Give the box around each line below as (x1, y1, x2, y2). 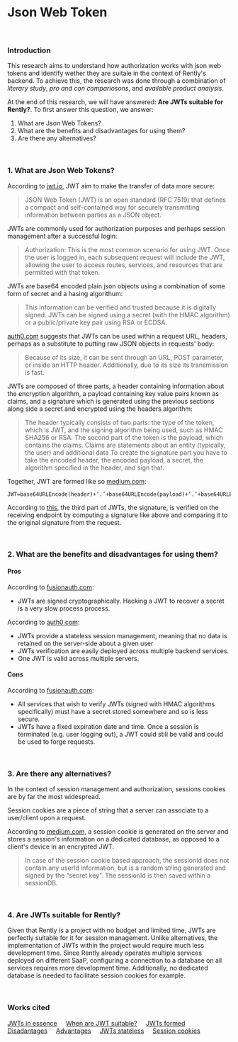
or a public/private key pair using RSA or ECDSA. (24, 318, 168, 327)
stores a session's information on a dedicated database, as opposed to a (7, 835, 220, 844)
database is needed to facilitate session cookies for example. (7, 971, 186, 980)
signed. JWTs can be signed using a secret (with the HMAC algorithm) (24, 310, 230, 319)
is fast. (24, 368, 45, 376)
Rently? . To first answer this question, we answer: (7, 106, 154, 114)
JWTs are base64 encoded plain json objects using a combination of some (7, 281, 225, 290)
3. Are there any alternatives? (7, 769, 112, 778)
